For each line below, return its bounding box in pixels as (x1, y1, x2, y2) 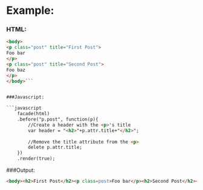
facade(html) (17, 111, 50, 117)
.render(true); (17, 156, 56, 162)
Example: (6, 4, 54, 17)
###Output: (6, 166, 35, 174)
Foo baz (6, 67, 26, 73)
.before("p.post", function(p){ (17, 116, 98, 122)
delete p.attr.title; (28, 144, 83, 151)
